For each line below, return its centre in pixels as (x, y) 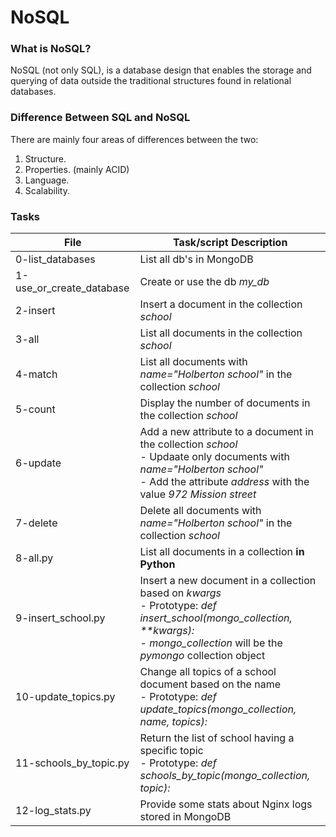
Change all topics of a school (208, 672)
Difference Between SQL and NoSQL (100, 118)
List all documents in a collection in (222, 552)
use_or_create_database (72, 288)
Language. (47, 180)
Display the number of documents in (225, 403)
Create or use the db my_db (204, 282)
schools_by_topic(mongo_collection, (225, 776)
